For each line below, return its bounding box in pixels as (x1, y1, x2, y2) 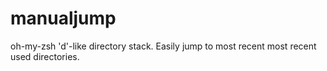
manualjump (10, 7, 117, 30)
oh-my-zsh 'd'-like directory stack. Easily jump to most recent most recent (10, 40, 317, 52)
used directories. (10, 50, 80, 62)
